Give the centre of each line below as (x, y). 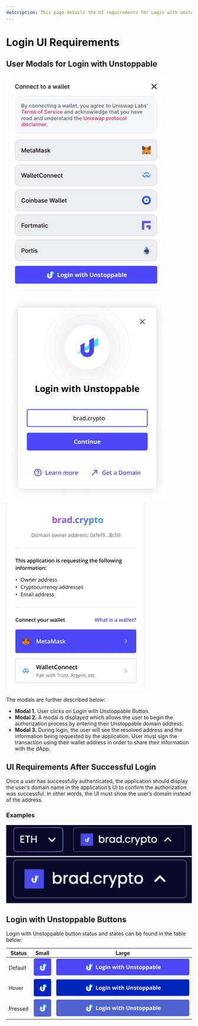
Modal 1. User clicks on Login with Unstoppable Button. (82, 711)
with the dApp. (32, 748)
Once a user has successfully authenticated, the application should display (97, 781)
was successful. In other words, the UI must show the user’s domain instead (99, 794)
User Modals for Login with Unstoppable (82, 64)
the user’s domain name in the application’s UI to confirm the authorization (96, 787)
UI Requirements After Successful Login (81, 767)
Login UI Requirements (63, 42)
